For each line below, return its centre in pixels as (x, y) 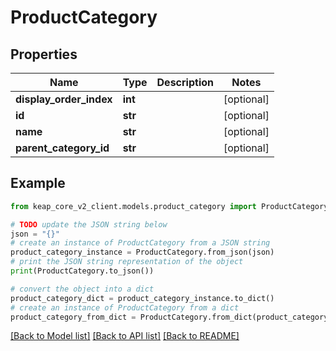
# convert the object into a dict (82, 289)
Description (185, 82)
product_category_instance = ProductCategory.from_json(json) (142, 252)
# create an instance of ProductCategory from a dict (125, 307)
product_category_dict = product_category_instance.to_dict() (142, 298)
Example (38, 183)
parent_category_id (62, 148)
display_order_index (64, 99)
